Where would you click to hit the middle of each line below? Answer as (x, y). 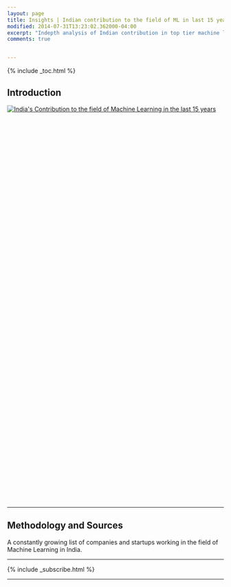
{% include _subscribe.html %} (51, 569)
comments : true (29, 39)
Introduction (34, 93)
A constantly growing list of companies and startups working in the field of (113, 542)
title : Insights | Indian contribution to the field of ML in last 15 (110, 20)
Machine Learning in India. (45, 549)
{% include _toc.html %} (42, 71)
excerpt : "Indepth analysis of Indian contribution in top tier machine (113, 33)
